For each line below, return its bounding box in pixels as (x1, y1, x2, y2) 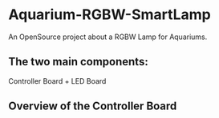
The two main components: (8, 55, 148, 69)
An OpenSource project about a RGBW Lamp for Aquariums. (8, 32, 208, 41)
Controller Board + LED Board (8, 76, 107, 85)
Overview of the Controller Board (8, 100, 177, 113)
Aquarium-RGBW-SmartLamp (8, 6, 211, 24)
